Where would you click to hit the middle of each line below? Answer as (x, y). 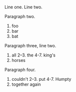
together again (26, 84)
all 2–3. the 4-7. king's (34, 55)
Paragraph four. (20, 70)
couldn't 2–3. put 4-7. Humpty (41, 79)
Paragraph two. (20, 16)
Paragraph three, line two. (30, 46)
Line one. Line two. (23, 7)
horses (18, 60)
